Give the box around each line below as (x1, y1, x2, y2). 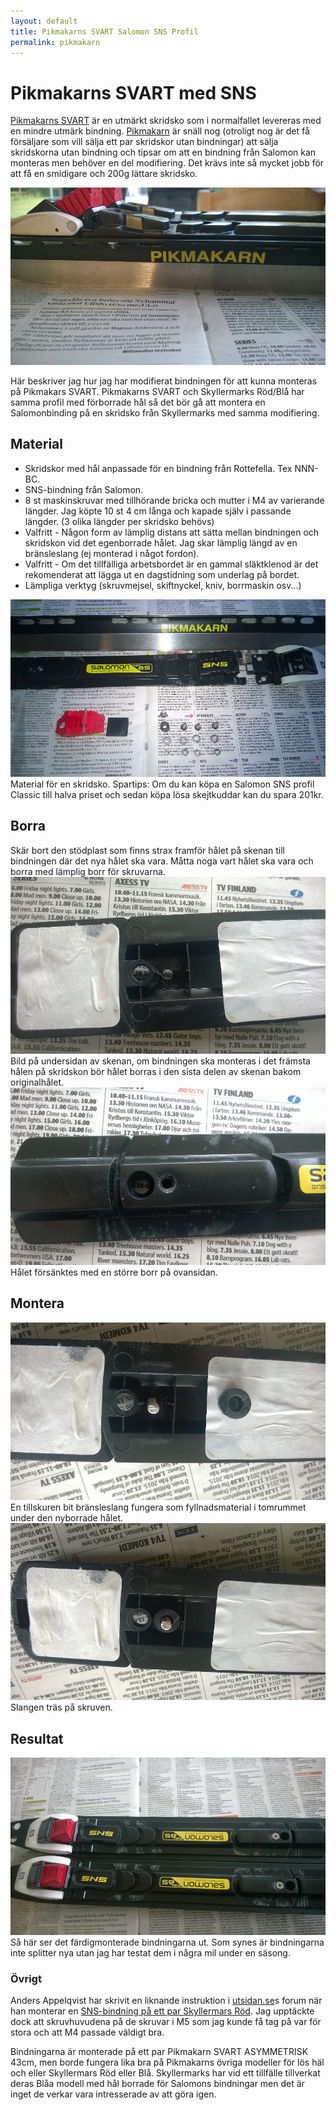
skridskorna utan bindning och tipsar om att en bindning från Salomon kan (10, 146, 317, 159)
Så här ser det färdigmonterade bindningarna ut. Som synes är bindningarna (10, 1936, 325, 1949)
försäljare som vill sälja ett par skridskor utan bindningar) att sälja (10, 136, 279, 148)
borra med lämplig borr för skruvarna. (10, 865, 166, 877)
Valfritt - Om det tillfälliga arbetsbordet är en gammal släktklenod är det (24, 558, 319, 570)
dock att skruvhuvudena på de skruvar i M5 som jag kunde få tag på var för (10, 2016, 322, 2028)
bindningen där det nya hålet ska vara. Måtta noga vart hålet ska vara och (10, 855, 314, 867)
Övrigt (10, 1971, 42, 1985)
